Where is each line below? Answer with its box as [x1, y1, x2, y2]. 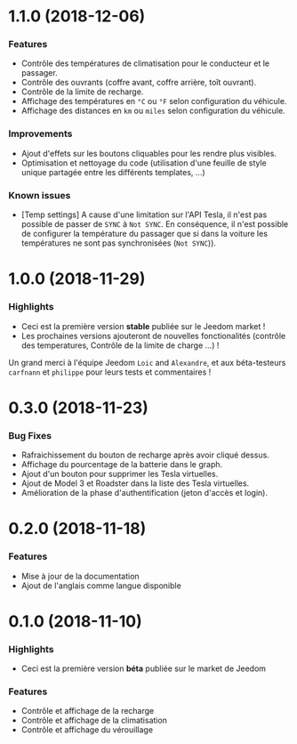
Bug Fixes [8, 429, 52, 441]
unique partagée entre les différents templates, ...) [20, 166, 205, 177]
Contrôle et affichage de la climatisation [20, 715, 168, 726]
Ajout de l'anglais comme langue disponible [20, 580, 181, 591]
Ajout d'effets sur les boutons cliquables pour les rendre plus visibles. [20, 148, 277, 158]
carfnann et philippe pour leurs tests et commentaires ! [8, 367, 212, 377]
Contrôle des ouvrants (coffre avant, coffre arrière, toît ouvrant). [20, 77, 257, 88]
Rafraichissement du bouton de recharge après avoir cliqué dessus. [20, 449, 270, 460]
